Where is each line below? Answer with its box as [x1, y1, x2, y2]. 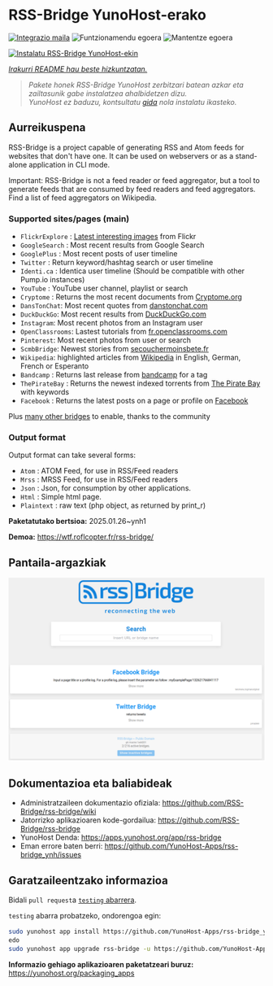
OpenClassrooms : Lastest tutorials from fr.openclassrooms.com [19, 327, 227, 337]
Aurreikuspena [8, 120, 86, 135]
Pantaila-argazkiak [8, 556, 106, 569]
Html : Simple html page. [19, 492, 102, 502]
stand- [235, 151, 258, 160]
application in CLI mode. [28, 159, 110, 169]
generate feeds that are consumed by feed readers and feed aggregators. [8, 184, 256, 194]
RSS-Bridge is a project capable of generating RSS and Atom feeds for [8, 142, 245, 152]
